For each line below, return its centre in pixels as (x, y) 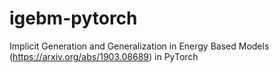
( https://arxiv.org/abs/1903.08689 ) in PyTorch (104, 56)
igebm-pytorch (73, 18)
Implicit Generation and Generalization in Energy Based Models (139, 46)
